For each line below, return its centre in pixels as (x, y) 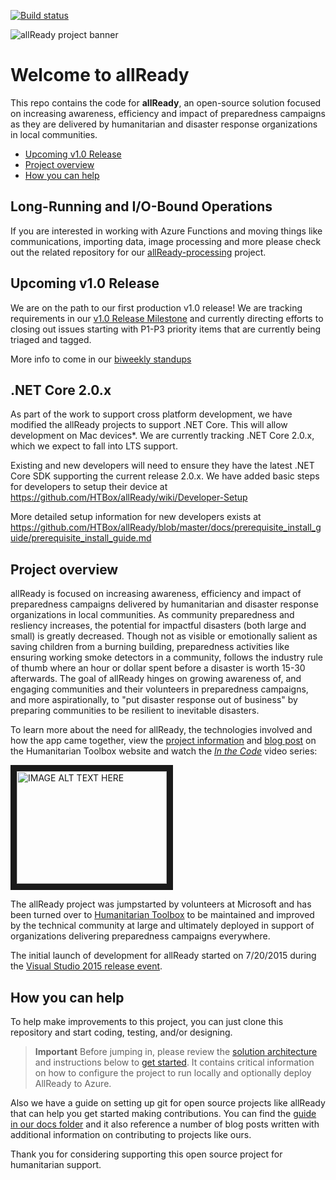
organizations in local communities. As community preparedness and (152, 615)
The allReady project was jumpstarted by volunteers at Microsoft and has (161, 904)
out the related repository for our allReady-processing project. (138, 252)
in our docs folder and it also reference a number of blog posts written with (165, 1124)
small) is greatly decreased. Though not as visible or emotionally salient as (164, 636)
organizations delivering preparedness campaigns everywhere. (140, 936)
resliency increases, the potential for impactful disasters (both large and (158, 626)
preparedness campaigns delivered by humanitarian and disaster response (164, 604)
